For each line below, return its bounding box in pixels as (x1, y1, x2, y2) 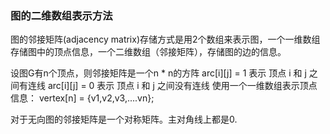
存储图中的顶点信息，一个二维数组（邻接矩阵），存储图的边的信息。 (10, 46, 287, 58)
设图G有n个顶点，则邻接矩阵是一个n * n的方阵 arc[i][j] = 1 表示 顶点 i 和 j (10, 67, 307, 79)
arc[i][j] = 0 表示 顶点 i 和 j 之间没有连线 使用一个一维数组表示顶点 (47, 80, 318, 92)
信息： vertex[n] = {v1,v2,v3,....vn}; (10, 92, 155, 104)
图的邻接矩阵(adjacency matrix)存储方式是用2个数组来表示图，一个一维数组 (10, 33, 321, 46)
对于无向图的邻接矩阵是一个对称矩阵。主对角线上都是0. (10, 113, 238, 126)
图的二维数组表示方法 (10, 8, 113, 22)
